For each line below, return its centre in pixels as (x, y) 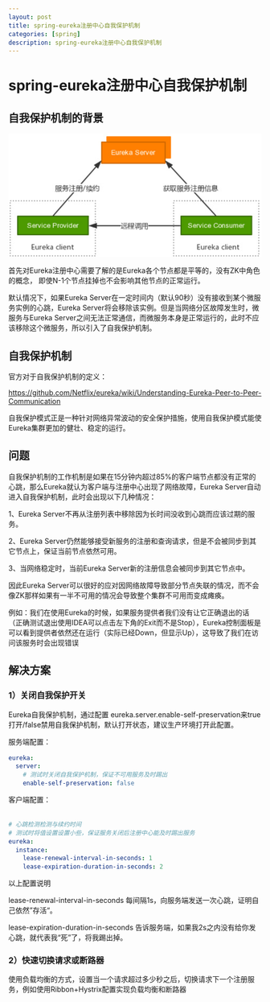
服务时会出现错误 (50, 642)
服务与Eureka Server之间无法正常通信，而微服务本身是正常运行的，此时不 (131, 318)
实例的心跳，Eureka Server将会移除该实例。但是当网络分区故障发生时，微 (137, 308)
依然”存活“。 (36, 910)
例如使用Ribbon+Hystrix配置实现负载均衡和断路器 (104, 989)
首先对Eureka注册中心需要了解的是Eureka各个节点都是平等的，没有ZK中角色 (135, 270)
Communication (35, 402)
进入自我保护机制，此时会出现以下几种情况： (82, 497)
